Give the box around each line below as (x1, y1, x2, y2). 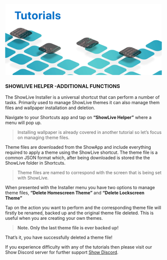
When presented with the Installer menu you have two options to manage (5, 184, 155, 190)
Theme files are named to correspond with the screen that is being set (17, 169, 162, 175)
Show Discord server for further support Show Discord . (5, 249, 119, 255)
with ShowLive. (17, 175, 49, 181)
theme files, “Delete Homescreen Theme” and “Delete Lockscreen (5, 190, 145, 195)
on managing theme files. (17, 134, 70, 140)
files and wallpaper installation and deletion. (5, 105, 95, 111)
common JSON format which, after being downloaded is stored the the (5, 154, 150, 160)
